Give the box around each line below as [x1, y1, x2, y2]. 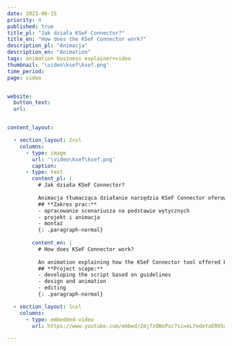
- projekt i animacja [37, 213, 100, 221]
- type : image [25, 149, 67, 156]
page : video [7, 74, 41, 81]
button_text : [13, 99, 51, 106]
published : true [7, 23, 54, 30]
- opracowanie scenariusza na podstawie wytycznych [37, 207, 190, 214]
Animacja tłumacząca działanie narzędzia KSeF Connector [37, 194, 206, 201]
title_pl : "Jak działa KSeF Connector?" [7, 29, 126, 37]
